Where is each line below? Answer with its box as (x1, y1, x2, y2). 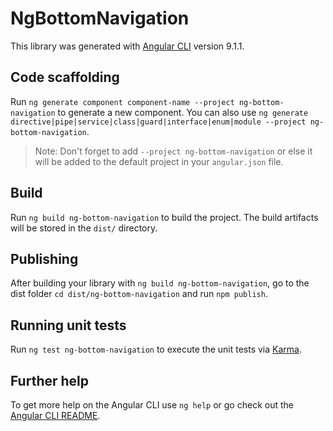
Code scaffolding (10, 69, 120, 86)
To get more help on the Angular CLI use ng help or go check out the (10, 399, 294, 411)
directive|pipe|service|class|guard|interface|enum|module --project (10, 117, 307, 127)
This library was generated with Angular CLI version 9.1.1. (10, 40, 245, 52)
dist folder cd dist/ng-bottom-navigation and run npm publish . (10, 288, 268, 300)
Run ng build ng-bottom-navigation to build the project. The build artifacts (10, 211, 319, 223)
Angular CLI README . (10, 410, 101, 421)
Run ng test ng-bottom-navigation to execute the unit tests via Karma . (10, 343, 302, 356)
